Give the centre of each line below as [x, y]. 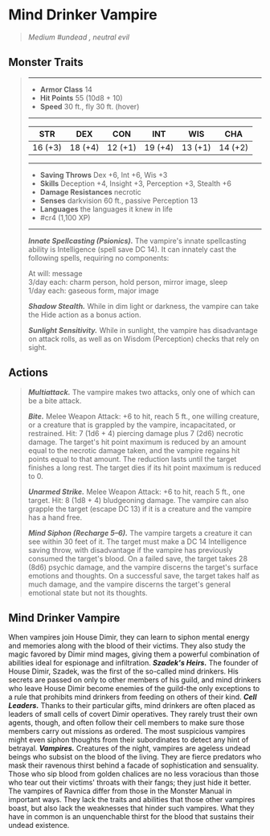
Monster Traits [46, 62]
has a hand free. [55, 517]
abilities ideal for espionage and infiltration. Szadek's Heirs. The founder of [133, 663]
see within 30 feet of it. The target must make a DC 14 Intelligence [137, 542]
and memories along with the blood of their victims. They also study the [127, 646]
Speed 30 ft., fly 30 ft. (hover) [90, 106]
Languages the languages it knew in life [106, 209]
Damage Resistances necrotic [91, 191]
